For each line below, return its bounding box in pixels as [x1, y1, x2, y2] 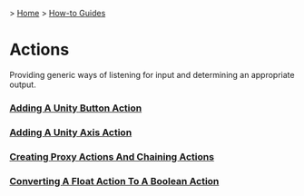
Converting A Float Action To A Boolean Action [9, 174, 220, 187]
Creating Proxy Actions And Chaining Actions [9, 150, 215, 162]
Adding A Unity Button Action [9, 102, 142, 114]
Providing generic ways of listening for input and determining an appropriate [9, 69, 295, 80]
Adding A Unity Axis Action [9, 126, 132, 139]
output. [9, 79, 36, 90]
